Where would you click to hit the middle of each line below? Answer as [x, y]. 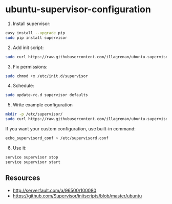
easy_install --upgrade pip [35, 33]
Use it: [19, 148]
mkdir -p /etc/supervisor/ [34, 114]
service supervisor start [33, 162]
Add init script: [28, 48]
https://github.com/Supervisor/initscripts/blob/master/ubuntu [77, 196]
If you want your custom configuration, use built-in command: [70, 129]
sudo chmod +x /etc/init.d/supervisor [47, 76]
